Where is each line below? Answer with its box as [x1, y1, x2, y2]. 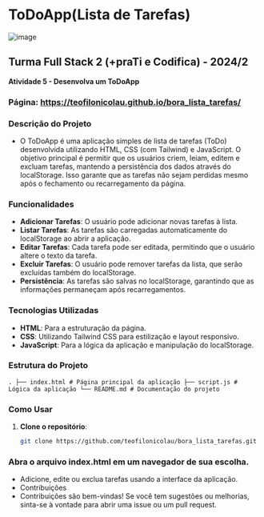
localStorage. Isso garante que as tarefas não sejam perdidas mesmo [19, 170, 249, 179]
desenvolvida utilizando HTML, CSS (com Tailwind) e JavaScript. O [19, 144, 242, 154]
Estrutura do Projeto [8, 360, 89, 371]
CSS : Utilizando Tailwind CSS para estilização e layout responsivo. [19, 331, 240, 341]
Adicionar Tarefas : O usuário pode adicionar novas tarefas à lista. [19, 217, 238, 226]
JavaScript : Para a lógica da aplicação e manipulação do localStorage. [19, 340, 254, 350]
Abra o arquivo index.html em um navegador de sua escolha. [8, 456, 250, 467]
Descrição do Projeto [8, 118, 92, 129]
